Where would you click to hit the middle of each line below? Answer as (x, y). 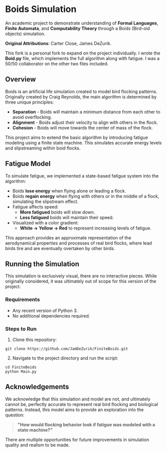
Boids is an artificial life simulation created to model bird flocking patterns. (81, 91)
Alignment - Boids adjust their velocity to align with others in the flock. (85, 122)
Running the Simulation (42, 264)
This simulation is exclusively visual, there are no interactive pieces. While (81, 276)
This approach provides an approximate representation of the (68, 237)
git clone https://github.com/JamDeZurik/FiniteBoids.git (67, 348)
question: (15, 415)
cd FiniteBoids (21, 367)
